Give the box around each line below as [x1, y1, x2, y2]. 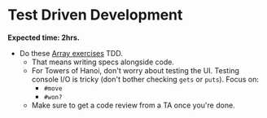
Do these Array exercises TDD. [19, 48, 123, 58]
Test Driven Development [7, 6, 183, 24]
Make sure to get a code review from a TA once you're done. [31, 100, 235, 110]
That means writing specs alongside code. [31, 57, 174, 67]
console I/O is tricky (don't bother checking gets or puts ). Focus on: [31, 74, 260, 84]
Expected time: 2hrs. [7, 33, 81, 42]
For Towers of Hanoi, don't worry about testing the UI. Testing [31, 65, 239, 75]
